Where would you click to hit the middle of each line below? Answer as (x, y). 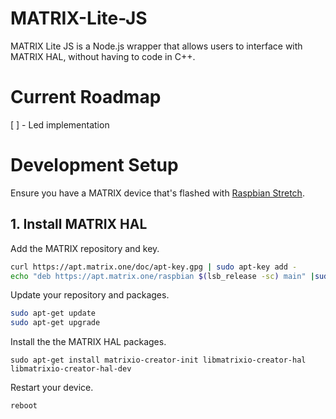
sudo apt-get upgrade (55, 323)
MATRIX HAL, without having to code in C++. (103, 56)
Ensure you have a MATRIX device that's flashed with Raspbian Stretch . (157, 193)
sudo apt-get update (53, 313)
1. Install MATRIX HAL (79, 224)
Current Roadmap (86, 97)
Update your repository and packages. (90, 295)
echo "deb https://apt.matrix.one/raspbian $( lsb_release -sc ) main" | (162, 276)
